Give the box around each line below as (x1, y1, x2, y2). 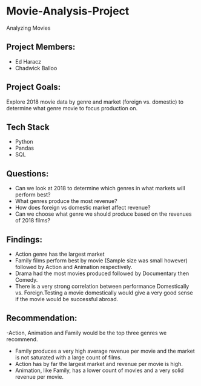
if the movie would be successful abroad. (15, 296, 119, 302)
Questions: (6, 168, 49, 179)
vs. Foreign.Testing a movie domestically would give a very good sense (15, 289, 193, 296)
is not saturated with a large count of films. (15, 353, 122, 361)
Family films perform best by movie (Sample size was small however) (15, 257, 188, 264)
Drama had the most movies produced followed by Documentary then (15, 270, 189, 277)
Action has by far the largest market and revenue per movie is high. (15, 360, 183, 367)
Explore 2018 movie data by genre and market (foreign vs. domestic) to (6, 98, 183, 105)
